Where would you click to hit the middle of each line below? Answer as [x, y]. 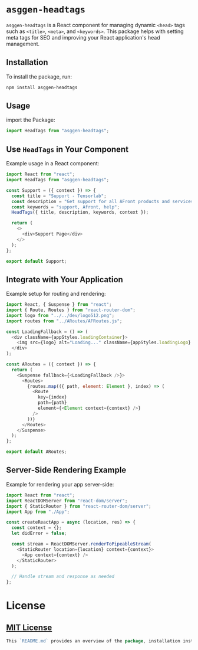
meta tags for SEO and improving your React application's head [83, 37]
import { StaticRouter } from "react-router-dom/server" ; [79, 506]
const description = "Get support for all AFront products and [90, 201]
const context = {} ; [37, 528]
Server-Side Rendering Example [66, 470]
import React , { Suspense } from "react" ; [59, 305]
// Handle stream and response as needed [63, 577]
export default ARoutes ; [37, 452]
